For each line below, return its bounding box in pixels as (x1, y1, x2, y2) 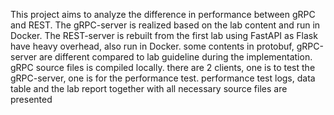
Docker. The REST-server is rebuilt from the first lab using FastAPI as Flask (10, 30, 318, 41)
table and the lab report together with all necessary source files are (10, 83, 288, 94)
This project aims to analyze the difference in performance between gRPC (10, 9, 316, 20)
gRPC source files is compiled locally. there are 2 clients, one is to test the (10, 62, 316, 73)
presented (10, 94, 53, 105)
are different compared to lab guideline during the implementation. (39, 51, 313, 63)
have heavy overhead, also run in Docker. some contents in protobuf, (10, 40, 295, 52)
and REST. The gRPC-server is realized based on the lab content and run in (10, 19, 321, 31)
